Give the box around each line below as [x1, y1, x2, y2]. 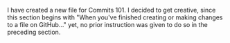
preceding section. [7, 28, 61, 36]
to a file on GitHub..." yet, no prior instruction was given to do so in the [7, 21, 208, 28]
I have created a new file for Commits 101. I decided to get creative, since [7, 6, 216, 14]
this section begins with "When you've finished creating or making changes [7, 13, 223, 21]
